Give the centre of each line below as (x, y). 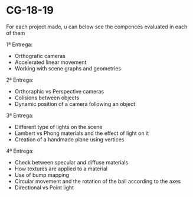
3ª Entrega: (20, 115)
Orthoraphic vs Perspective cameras (59, 91)
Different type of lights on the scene (58, 127)
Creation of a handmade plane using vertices (69, 139)
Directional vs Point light (44, 188)
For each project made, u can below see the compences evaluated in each (97, 27)
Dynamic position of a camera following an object (75, 104)
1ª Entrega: (19, 44)
